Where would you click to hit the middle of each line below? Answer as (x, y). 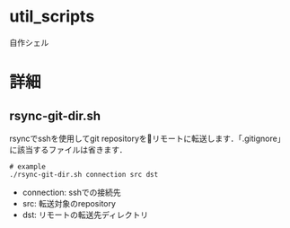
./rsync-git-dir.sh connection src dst (84, 174)
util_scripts (52, 17)
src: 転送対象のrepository (69, 203)
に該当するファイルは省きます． (68, 149)
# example (28, 167)
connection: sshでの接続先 (71, 192)
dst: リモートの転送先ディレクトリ (85, 215)
